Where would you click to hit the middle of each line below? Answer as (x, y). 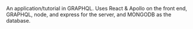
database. (18, 21)
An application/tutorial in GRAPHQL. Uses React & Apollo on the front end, (97, 8)
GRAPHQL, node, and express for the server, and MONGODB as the (89, 14)
